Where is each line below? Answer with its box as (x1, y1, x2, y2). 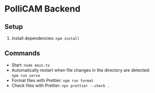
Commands (4, 49, 41, 57)
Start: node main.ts (11, 62, 50, 68)
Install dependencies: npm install (11, 35, 79, 41)
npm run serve (11, 73, 40, 78)
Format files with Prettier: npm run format (11, 77, 94, 83)
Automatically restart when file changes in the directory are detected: (11, 67, 151, 73)
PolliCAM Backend (4, 3, 81, 14)
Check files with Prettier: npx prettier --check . (11, 82, 110, 88)
